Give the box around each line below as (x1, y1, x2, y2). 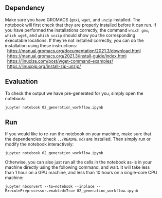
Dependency (5, 4, 45, 12)
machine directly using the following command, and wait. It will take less (5, 164, 150, 170)
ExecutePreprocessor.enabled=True (5, 188, 75, 194)
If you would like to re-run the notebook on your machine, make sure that (5, 131, 152, 137)
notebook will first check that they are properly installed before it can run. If (5, 22, 157, 28)
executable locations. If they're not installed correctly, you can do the (5, 37, 144, 43)
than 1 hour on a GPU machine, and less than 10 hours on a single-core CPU (5, 170, 158, 176)
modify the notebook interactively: (5, 141, 74, 147)
